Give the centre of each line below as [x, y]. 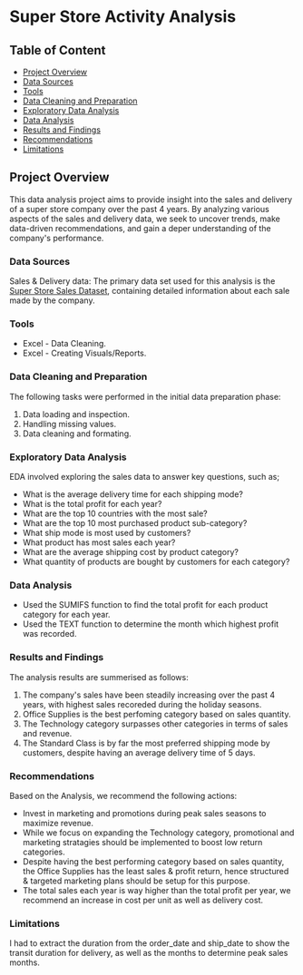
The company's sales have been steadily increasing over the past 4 [148, 695]
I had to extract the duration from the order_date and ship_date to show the [150, 943]
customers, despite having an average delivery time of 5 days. [139, 752]
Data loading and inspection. [76, 414]
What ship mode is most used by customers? [107, 533]
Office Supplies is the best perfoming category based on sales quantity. [156, 714]
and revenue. [47, 733]
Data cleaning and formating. [77, 434]
